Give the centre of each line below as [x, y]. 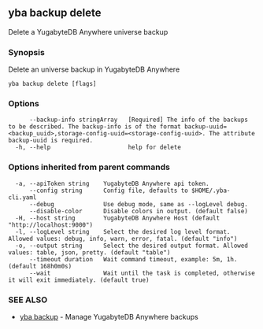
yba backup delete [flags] [52, 84]
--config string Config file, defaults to [109, 190]
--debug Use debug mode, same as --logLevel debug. [138, 204]
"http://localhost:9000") [50, 225]
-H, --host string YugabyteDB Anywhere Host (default [118, 218]
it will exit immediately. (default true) [79, 280]
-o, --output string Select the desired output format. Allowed [131, 246]
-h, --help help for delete [98, 148]
